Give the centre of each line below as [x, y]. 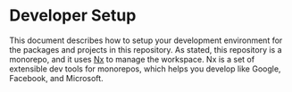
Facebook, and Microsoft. [57, 78]
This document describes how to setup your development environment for [146, 40]
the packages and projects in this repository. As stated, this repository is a [146, 49]
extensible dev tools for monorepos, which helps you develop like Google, [145, 69]
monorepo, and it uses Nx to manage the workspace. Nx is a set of [132, 59]
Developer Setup [73, 16]
